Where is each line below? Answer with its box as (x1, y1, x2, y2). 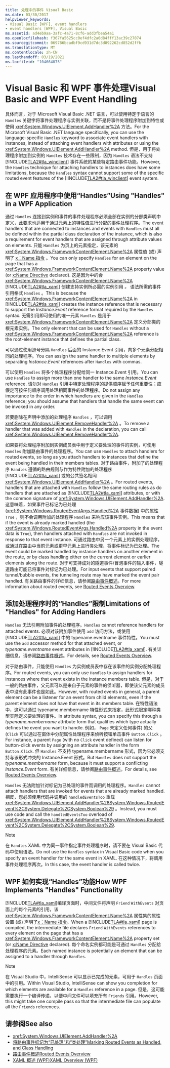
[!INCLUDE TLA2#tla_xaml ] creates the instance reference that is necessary (5, 301, 162, 307)
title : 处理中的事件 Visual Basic (5, 7, 73, 13)
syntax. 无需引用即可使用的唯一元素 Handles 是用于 (5, 312, 111, 318)
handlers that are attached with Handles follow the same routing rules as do (5, 484, 162, 490)
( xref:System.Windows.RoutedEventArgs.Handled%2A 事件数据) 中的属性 (5, 508, 158, 514)
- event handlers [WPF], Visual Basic (5, 26, 87, 31)
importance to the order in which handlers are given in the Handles (5, 393, 143, 399)
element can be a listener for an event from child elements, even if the (5, 694, 151, 700)
